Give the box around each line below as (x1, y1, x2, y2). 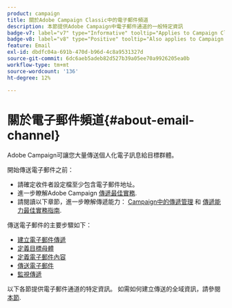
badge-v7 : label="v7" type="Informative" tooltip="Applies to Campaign (7, 29, 217, 37)
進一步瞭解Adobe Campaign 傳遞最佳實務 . (17, 189, 137, 198)
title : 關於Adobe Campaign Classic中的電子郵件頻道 (7, 17, 148, 23)
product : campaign (7, 10, 60, 17)
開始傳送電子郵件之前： (7, 166, 74, 174)
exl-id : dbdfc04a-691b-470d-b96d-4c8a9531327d (7, 49, 144, 56)
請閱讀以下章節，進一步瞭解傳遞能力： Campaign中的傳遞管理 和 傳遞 (17, 198, 215, 206)
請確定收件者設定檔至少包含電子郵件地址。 (17, 180, 139, 189)
